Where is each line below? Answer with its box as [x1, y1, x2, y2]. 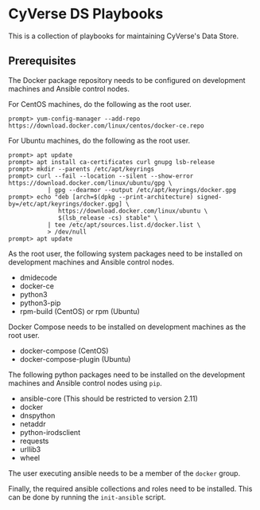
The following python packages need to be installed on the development [8, 370, 246, 379]
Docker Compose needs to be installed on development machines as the [8, 322, 246, 331]
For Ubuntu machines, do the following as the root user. [8, 135, 191, 145]
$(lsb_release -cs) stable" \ [58, 214, 158, 222]
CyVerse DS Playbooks [8, 5, 164, 23]
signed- [196, 193, 223, 201]
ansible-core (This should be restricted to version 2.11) [19, 394, 198, 403]
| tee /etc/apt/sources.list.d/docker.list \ [47, 221, 201, 229]
